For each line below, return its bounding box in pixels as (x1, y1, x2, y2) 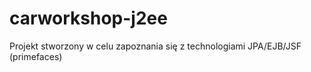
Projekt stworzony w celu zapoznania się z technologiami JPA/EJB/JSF (9, 40, 302, 52)
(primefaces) (9, 50, 63, 62)
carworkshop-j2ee (9, 7, 168, 30)
